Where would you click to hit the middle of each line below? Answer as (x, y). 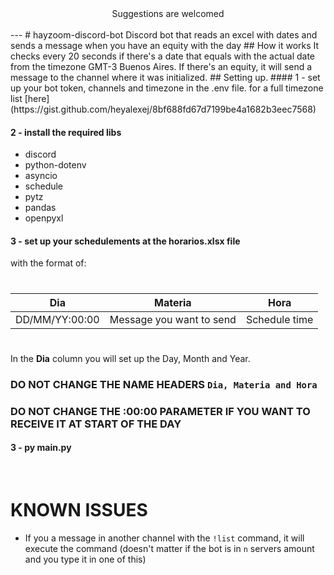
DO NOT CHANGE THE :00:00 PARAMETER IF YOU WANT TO (160, 411)
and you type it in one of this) (85, 559)
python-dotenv (55, 165)
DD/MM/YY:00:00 (57, 319)
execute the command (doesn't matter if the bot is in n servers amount (169, 548)
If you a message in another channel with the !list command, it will (164, 538)
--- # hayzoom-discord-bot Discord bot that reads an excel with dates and (164, 35)
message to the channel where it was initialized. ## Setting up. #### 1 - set (165, 77)
